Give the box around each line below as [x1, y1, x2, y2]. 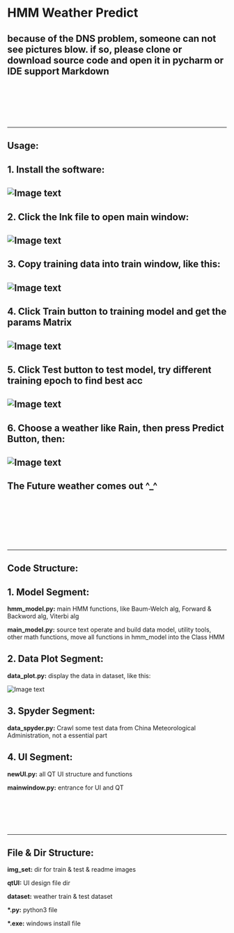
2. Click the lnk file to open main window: [7, 211, 189, 223]
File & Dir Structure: [7, 847, 94, 858]
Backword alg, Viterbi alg [7, 612, 79, 620]
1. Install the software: [7, 164, 105, 175]
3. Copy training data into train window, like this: [7, 258, 221, 270]
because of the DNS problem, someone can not [7, 33, 217, 45]
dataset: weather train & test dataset [7, 893, 113, 901]
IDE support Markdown [7, 65, 109, 77]
